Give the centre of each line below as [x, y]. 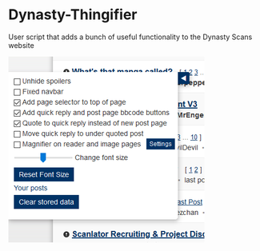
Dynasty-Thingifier [73, 15]
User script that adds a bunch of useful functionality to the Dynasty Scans [130, 37]
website [21, 45]
